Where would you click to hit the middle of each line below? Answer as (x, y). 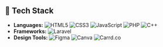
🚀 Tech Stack (29, 11)
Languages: (28, 25)
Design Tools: (30, 37)
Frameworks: (30, 31)
